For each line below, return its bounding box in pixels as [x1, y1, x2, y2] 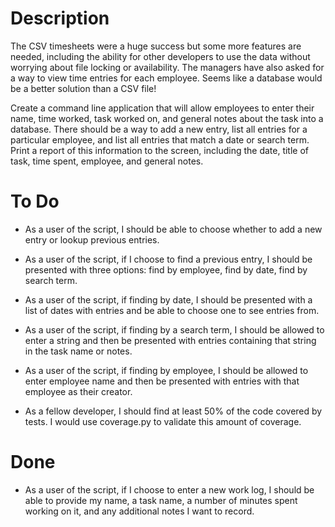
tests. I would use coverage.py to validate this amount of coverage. [24, 415, 302, 427]
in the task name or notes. [24, 345, 133, 357]
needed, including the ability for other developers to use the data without [10, 50, 311, 62]
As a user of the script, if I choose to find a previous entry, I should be [24, 253, 313, 265]
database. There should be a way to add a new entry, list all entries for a [10, 123, 308, 135]
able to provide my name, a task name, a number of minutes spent [24, 494, 298, 506]
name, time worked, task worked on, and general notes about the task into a [10, 112, 324, 124]
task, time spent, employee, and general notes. [10, 155, 204, 167]
